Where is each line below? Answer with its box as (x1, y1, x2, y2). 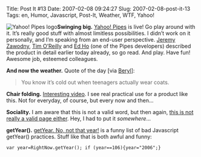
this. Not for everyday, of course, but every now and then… (6, 97, 154, 104)
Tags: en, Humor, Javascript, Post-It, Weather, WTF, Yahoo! (6, 11, 155, 19)
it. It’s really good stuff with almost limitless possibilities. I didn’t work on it (6, 30, 191, 37)
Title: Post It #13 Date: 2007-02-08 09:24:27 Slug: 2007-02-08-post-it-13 (6, 5, 191, 12)
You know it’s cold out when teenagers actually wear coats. (21, 78, 170, 86)
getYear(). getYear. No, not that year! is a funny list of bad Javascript (6, 127, 179, 133)
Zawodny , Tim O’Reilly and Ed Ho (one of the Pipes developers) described (6, 42, 191, 50)
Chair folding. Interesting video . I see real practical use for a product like (6, 91, 188, 97)
